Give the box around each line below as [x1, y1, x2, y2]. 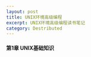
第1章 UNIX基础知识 [6, 44, 55, 51]
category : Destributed [6, 25, 62, 31]
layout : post [6, 8, 39, 15]
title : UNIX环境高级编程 [6, 14, 62, 20]
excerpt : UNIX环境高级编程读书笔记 [6, 20, 85, 26]
